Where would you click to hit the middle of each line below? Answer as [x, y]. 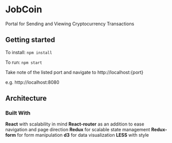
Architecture [26, 99]
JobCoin [24, 10]
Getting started [30, 40]
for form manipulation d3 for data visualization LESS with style [83, 135]
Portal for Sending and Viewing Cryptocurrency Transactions [70, 24]
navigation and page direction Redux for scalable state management [78, 130]
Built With [18, 113]
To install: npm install [29, 52]
